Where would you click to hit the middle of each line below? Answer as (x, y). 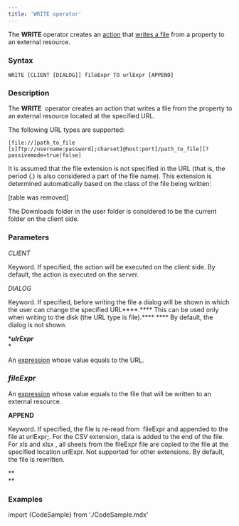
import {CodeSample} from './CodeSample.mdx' (78, 515)
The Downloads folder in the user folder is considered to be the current (112, 212)
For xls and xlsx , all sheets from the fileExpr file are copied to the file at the (118, 444)
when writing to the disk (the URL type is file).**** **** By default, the (111, 317)
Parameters (28, 237)
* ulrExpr (21, 339)
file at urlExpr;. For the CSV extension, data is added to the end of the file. (116, 436)
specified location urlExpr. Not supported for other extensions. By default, (116, 452)
